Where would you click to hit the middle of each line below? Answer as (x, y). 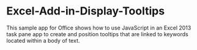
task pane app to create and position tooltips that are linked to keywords (97, 34)
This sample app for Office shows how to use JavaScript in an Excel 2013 (99, 28)
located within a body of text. (43, 40)
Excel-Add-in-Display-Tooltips (86, 11)
